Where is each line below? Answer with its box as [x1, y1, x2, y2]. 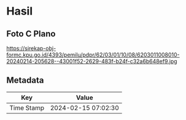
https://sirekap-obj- [6, 44, 56, 52]
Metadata [6, 75, 44, 86]
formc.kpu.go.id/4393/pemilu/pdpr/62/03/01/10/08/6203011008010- [6, 51, 180, 58]
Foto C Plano [6, 29, 56, 39]
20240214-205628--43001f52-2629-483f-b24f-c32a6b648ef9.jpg [6, 58, 177, 65]
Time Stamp [9, 104, 45, 112]
